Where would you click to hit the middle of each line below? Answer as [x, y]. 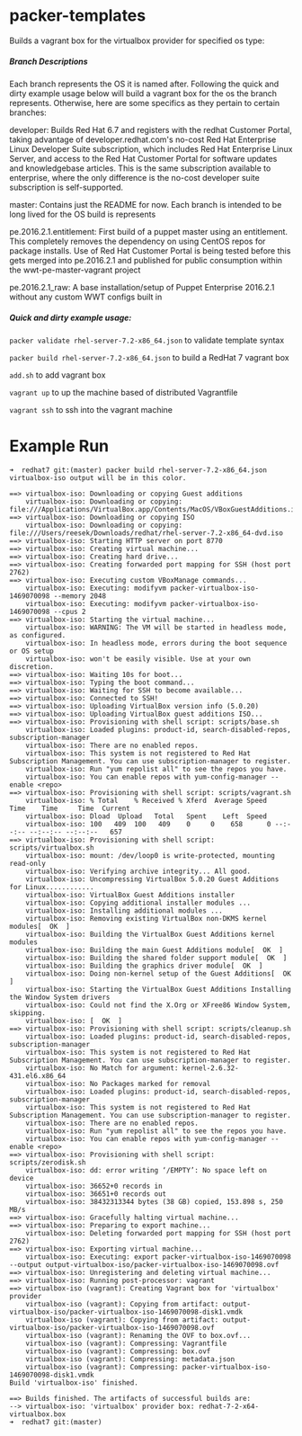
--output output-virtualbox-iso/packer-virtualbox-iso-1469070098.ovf [144, 1264]
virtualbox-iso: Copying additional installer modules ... [138, 903]
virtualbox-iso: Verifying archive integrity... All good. [138, 871]
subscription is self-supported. [67, 187]
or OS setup [31, 651]
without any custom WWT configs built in [86, 297]
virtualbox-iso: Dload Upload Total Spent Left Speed [147, 816]
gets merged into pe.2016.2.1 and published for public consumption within [146, 260]
